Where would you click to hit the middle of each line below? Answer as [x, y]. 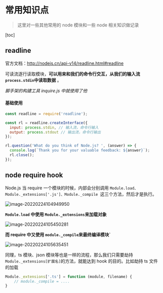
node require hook [34, 175]
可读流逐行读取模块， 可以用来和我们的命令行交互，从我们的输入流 [73, 74]
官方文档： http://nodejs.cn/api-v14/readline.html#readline [64, 63]
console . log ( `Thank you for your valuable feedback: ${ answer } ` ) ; [80, 150]
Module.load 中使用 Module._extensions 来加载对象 [56, 214]
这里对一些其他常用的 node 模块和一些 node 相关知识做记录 [78, 25]
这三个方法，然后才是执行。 [128, 194]
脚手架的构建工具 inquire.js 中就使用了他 [46, 91]
